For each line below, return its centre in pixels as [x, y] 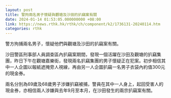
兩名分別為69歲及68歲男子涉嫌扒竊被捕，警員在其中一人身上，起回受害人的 [84, 84]
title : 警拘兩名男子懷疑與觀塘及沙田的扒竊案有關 [51, 15]
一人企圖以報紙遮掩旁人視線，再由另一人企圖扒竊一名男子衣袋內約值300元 [87, 67]
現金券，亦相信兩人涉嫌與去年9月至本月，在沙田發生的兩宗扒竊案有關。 [80, 90]
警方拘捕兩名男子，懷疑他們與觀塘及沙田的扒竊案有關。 [63, 44]
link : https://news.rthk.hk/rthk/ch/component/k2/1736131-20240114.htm [83, 24]
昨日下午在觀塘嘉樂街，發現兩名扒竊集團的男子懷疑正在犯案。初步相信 [88, 61]
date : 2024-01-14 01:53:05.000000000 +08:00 [53, 19]
